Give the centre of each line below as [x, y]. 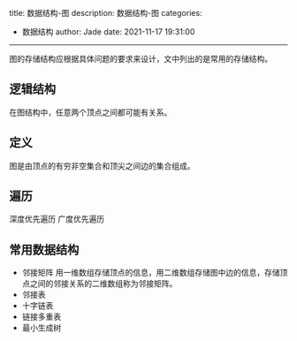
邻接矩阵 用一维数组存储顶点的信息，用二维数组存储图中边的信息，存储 [151, 273]
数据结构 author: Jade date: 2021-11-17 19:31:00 [108, 32]
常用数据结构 [44, 250]
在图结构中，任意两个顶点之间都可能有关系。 [91, 112]
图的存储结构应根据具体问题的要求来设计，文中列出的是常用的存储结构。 [141, 59]
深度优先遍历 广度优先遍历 [57, 219]
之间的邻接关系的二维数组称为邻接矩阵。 [103, 284]
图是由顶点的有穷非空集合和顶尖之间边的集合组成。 [102, 165]
